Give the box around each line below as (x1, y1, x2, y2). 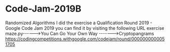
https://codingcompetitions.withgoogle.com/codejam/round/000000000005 (5, 36, 165, 42)
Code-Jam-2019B (5, 3, 82, 15)
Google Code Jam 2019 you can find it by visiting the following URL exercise (5, 25, 164, 31)
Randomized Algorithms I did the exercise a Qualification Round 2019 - (5, 20, 153, 26)
